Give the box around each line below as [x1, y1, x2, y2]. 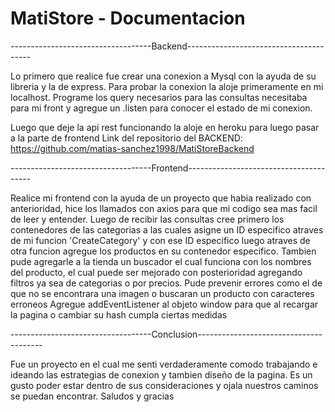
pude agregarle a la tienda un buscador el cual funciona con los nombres [10, 255, 312, 267]
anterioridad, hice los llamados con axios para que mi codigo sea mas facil [10, 202, 318, 214]
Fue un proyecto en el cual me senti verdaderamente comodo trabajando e [10, 358, 318, 370]
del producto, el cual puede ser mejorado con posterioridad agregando [10, 266, 303, 278]
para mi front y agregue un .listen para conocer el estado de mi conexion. [10, 102, 313, 114]
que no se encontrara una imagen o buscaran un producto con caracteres [10, 287, 315, 299]
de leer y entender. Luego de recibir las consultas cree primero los [10, 213, 285, 225]
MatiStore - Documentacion [10, 7, 246, 30]
